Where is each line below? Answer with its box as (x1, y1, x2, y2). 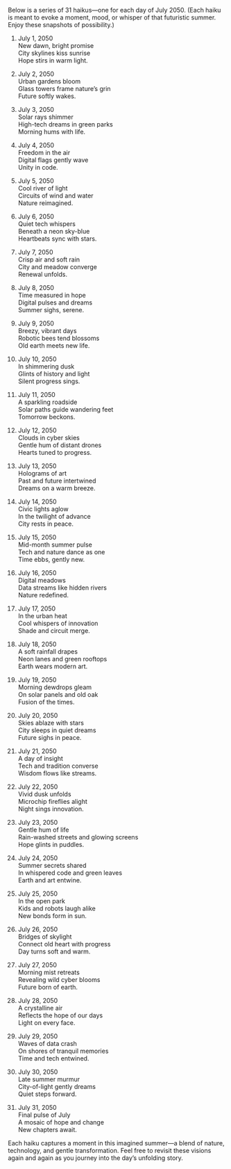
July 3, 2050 (17, 106, 55, 113)
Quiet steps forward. (17, 1090, 77, 1098)
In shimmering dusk (17, 362, 75, 371)
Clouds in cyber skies (17, 434, 80, 442)
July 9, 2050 (17, 319, 55, 328)
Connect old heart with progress (17, 940, 111, 948)
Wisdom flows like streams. (17, 769, 97, 777)
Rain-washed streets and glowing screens (17, 833, 139, 841)
